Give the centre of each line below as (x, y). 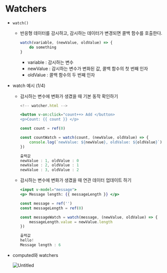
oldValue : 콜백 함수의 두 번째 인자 (61, 75)
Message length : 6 (40, 245)
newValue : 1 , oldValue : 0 (49, 161)
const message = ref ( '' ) (46, 203)
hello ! (27, 240)
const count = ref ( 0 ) (43, 129)
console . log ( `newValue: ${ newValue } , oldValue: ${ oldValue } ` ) (96, 142)
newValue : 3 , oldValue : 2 (49, 170)
